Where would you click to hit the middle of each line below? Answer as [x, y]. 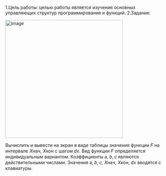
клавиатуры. [19, 168]
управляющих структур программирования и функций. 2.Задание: [78, 13]
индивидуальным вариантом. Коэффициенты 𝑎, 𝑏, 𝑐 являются [72, 157]
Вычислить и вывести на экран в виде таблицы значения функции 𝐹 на [82, 145]
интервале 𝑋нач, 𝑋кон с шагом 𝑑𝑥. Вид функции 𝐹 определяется [75, 151]
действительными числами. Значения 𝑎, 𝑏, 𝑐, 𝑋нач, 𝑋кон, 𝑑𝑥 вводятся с [83, 162]
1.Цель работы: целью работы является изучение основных [71, 7]
